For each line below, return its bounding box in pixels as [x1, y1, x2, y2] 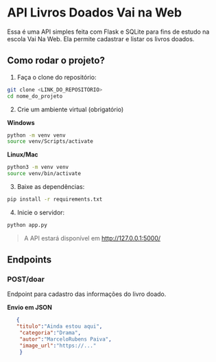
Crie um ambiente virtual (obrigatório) [16, 105, 124, 113]
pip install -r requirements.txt [7, 196, 103, 203]
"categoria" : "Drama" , [19, 330, 81, 337]
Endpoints [7, 254, 52, 266]
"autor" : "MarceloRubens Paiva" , [19, 336, 112, 343]
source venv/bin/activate [7, 170, 81, 177]
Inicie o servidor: [16, 208, 65, 216]
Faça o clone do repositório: [16, 73, 97, 81]
